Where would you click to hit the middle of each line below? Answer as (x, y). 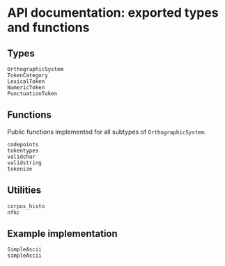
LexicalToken (26, 81)
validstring (24, 163)
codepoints (23, 144)
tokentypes (23, 150)
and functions (48, 28)
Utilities (24, 190)
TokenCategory (28, 75)
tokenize (20, 169)
